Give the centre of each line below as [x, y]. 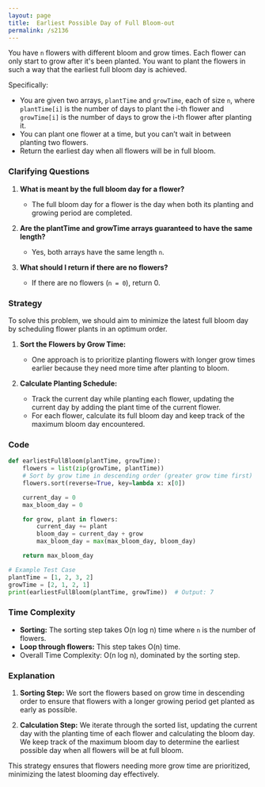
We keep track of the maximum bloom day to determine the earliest [129, 742]
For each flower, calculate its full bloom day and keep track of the [138, 415]
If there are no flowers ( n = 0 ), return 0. [96, 282]
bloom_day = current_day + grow [90, 534]
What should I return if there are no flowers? [94, 267]
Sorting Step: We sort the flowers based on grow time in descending [132, 693]
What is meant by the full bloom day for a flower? [102, 189]
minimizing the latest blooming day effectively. [84, 774]
